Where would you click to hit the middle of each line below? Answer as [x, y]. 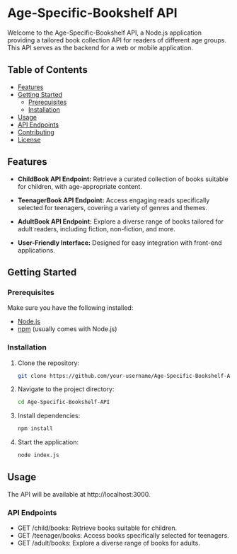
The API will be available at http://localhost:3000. [79, 494]
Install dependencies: [49, 416]
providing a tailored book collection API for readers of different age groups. [117, 40]
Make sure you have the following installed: [70, 308]
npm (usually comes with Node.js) [67, 329]
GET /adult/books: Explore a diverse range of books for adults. [109, 543]
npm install [35, 429]
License [29, 139]
